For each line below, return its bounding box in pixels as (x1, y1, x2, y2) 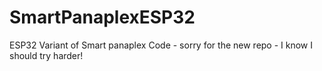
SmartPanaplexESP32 (9, 6, 196, 29)
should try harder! (9, 49, 84, 61)
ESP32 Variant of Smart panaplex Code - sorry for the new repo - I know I (9, 39, 314, 51)
